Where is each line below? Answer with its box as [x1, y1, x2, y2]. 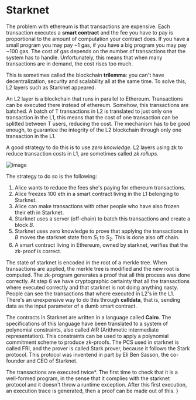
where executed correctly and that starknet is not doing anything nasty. [6, 284, 178, 291]
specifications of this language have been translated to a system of [6, 320, 169, 327]
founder [6, 357, 25, 364]
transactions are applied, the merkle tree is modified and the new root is [6, 265, 180, 272]
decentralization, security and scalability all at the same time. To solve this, [6, 77, 187, 85]
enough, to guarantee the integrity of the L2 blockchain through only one [6, 126, 182, 133]
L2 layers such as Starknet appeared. [6, 84, 97, 91]
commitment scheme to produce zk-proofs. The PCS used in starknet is [6, 339, 180, 346]
